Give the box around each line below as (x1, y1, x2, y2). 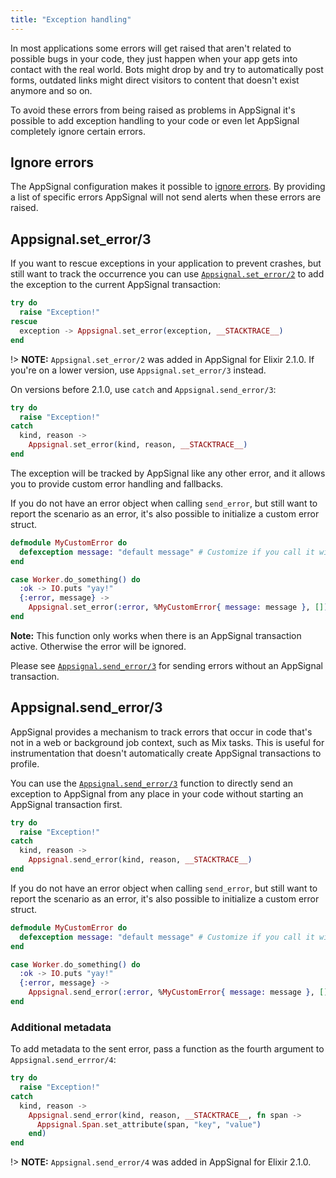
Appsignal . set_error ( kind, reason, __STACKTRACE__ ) (28, 440, 248, 450)
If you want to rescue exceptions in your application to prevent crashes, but (10, 257, 322, 270)
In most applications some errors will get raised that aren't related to (10, 42, 292, 54)
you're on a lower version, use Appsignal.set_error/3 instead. (10, 364, 267, 376)
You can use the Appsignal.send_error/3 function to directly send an (10, 777, 293, 789)
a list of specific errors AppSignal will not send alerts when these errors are (10, 191, 322, 203)
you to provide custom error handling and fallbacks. (10, 477, 224, 490)
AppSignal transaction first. (10, 798, 123, 810)
